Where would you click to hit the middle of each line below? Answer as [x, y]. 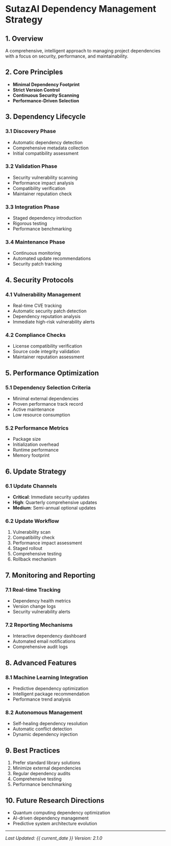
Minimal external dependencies [46, 399]
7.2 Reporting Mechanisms [39, 625]
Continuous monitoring [37, 253]
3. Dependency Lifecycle [46, 117]
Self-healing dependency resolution [50, 724]
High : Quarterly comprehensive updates [55, 503]
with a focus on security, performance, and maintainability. [67, 56]
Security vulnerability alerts [41, 612]
